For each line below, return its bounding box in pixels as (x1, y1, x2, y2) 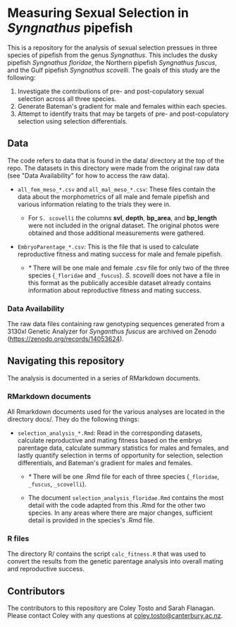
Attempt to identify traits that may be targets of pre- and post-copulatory (17, 109, 229, 118)
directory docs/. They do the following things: (7, 415, 139, 424)
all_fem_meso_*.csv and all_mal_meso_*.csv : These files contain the (17, 185, 216, 193)
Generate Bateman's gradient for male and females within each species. (17, 102, 228, 110)
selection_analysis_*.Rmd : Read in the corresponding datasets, (17, 429, 203, 437)
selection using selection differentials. (17, 117, 128, 125)
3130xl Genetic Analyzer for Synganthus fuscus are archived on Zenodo (7, 327, 217, 336)
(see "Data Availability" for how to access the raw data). (7, 171, 170, 179)
